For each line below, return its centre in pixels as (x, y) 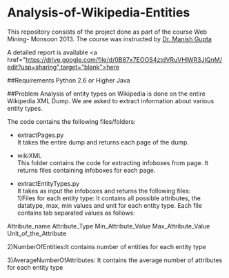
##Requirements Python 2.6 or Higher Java (69, 80)
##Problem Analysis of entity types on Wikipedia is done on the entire (106, 94)
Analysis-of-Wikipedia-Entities (99, 13)
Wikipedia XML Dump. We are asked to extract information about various (111, 100)
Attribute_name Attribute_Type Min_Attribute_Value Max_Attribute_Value (109, 226)
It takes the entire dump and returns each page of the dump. (103, 142)
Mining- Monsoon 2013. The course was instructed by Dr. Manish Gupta (109, 39)
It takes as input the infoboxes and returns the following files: (104, 191)
